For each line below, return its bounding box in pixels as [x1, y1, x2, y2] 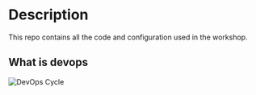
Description [8, 6, 89, 24]
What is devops [8, 56, 89, 69]
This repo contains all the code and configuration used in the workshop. [8, 32, 248, 42]
